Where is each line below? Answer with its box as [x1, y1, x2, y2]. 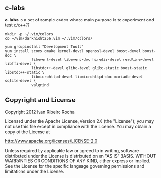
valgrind [31, 82, 49, 87]
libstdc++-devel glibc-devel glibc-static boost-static [31, 65, 147, 70]
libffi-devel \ [5, 61, 36, 66]
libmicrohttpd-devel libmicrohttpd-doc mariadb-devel [31, 74, 143, 79]
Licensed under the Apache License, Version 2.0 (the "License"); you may [5, 118, 154, 124]
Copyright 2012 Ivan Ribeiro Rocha [5, 109, 75, 115]
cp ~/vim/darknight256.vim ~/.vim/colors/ [5, 36, 93, 40]
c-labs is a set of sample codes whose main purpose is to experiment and [5, 17, 155, 22]
